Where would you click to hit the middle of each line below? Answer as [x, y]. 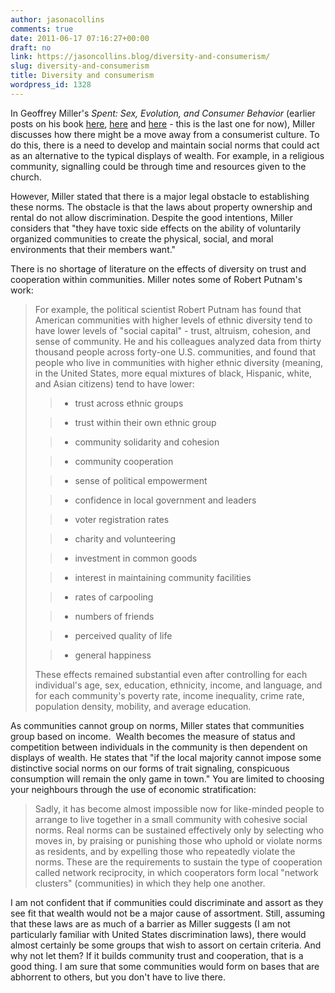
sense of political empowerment [141, 480]
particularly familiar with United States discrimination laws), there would [158, 934]
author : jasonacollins [57, 19]
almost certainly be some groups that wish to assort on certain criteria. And [166, 945]
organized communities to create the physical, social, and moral [142, 238]
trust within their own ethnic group [145, 422]
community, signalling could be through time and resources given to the [158, 166]
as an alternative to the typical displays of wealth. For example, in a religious [167, 155]
